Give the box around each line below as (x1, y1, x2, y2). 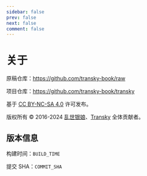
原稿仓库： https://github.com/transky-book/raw (6, 75, 126, 82)
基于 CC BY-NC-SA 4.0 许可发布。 (6, 100, 92, 108)
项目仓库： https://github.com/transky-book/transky (6, 88, 135, 95)
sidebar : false (6, 8, 45, 15)
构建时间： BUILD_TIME (6, 150, 60, 157)
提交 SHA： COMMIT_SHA (6, 163, 62, 170)
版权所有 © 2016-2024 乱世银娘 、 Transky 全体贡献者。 (6, 113, 144, 121)
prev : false (6, 15, 36, 21)
